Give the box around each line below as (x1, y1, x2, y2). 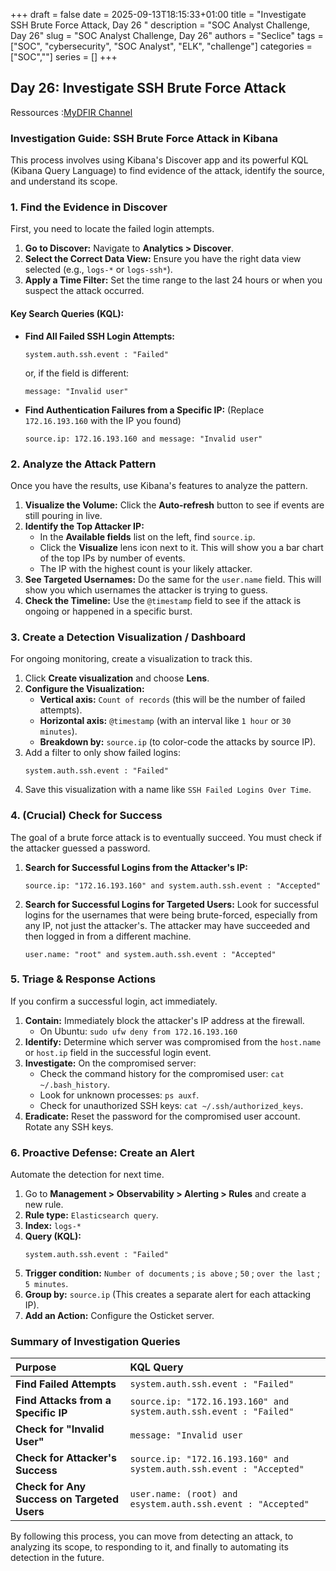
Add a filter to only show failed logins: (24, 747, 181, 759)
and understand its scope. (10, 175, 118, 188)
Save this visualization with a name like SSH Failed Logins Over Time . (24, 784, 312, 796)
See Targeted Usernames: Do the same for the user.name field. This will (24, 573, 322, 585)
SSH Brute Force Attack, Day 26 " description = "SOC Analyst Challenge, (10, 19, 311, 31)
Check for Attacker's (15, 1451, 118, 1465)
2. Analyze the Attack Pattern (10, 457, 157, 471)
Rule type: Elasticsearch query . (24, 1209, 159, 1221)
